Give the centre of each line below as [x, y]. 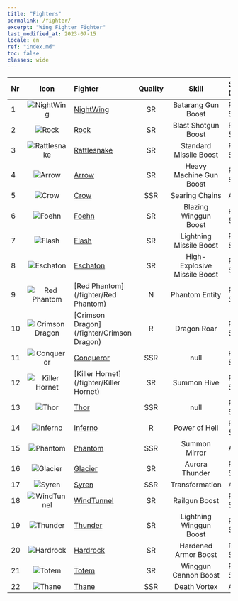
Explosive [196, 265]
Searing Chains [196, 195]
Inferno [86, 428]
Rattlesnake [93, 150]
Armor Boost [196, 554]
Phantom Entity [196, 294]
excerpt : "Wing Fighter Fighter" [57, 27]
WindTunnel [94, 500]
